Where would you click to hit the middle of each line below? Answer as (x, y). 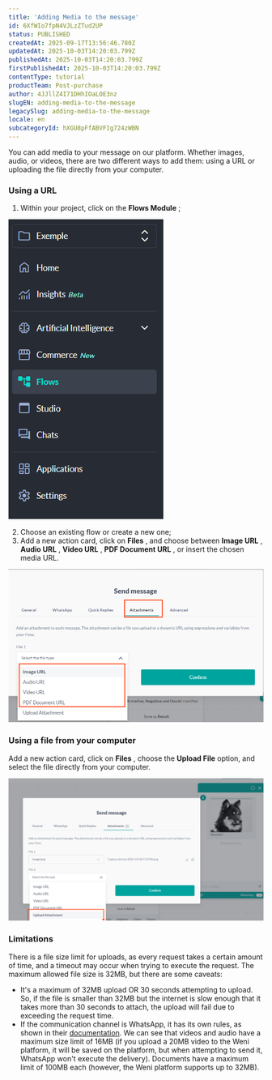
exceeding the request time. (67, 1015)
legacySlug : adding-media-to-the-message (79, 111)
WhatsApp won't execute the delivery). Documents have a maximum (134, 1058)
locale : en (27, 120)
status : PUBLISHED (39, 34)
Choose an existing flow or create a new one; (96, 532)
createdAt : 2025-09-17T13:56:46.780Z (72, 43)
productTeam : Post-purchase (56, 85)
